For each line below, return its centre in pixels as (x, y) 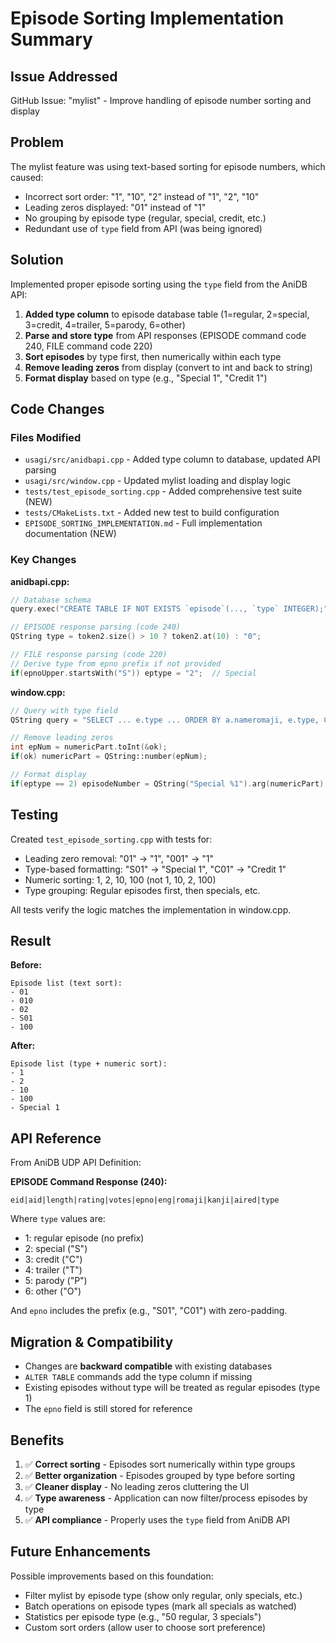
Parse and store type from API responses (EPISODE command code (165, 335)
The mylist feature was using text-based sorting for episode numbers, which (168, 166)
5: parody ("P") (56, 1281)
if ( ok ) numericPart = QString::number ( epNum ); (109, 757)
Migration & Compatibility (92, 1342)
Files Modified (46, 437)
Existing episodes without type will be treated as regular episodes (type (172, 1388)
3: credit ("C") (53, 1259)
